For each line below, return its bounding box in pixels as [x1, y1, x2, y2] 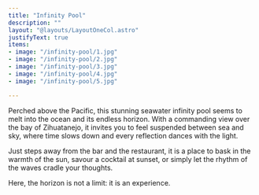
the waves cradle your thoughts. [8, 163, 113, 172]
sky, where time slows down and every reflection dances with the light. [8, 131, 239, 140]
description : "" [8, 19, 61, 27]
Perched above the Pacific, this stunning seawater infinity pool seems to [8, 105, 242, 115]
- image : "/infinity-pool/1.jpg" [8, 48, 118, 56]
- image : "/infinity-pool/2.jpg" [8, 56, 118, 64]
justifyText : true [8, 33, 68, 42]
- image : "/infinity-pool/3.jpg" [8, 63, 118, 71]
